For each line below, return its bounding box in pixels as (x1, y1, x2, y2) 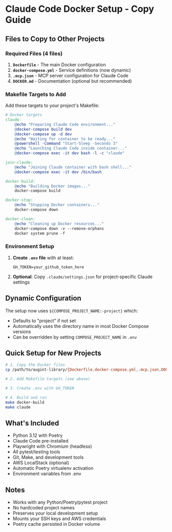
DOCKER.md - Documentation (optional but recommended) (12, 78, 132, 84)
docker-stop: (5, 197, 33, 203)
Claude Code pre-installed (12, 438, 69, 444)
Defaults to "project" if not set (12, 317, 76, 324)
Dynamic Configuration (5, 294, 82, 303)
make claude (5, 405, 31, 410)
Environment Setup (5, 243, 55, 250)
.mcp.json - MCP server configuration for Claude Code (12, 72, 129, 79)
